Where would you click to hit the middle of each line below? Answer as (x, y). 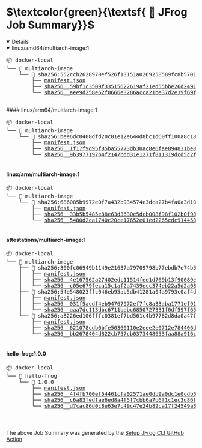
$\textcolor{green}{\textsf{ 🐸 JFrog (97, 12)
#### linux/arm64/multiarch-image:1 (52, 110)
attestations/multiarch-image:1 (46, 240)
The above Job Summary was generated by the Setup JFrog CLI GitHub (95, 432)
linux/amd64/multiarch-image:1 (50, 48)
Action (14, 439)
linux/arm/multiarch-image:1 (43, 174)
